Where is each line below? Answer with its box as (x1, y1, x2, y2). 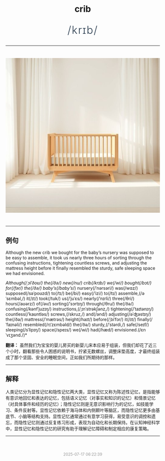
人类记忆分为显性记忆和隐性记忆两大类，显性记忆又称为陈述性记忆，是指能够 (5, 389, 160, 395)
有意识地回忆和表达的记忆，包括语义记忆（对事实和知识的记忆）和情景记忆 (5, 395, 156, 401)
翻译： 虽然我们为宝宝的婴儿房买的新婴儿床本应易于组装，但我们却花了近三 (5, 342, 157, 348)
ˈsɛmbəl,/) (5, 296, 25, 301)
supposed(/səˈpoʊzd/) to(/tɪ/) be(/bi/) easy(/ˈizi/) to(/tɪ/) (5, 291, 118, 296)
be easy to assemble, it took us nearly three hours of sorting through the (5, 255, 152, 261)
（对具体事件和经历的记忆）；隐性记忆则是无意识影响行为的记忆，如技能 (5, 401, 149, 407)
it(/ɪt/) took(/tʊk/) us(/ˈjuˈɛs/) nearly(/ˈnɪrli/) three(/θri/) (26, 296, 135, 301)
